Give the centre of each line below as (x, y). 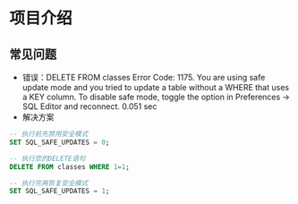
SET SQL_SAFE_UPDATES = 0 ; (60, 142)
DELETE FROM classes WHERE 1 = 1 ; (69, 166)
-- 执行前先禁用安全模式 (49, 134)
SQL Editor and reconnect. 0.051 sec (89, 106)
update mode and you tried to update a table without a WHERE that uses (155, 87)
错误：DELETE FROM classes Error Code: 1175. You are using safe (144, 77)
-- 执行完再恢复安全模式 (49, 183)
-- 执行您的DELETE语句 (47, 158)
